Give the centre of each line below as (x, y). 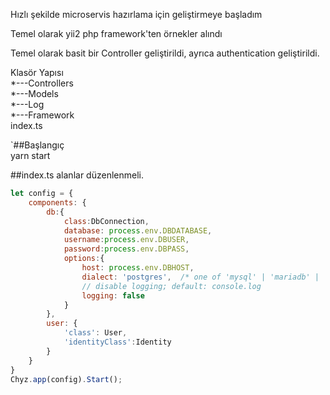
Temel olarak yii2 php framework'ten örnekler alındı (116, 33)
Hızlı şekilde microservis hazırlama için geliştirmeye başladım (136, 14)
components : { (57, 202)
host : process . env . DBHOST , (138, 268)
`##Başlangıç (37, 145)
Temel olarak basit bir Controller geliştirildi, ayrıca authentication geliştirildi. (165, 53)
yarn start (30, 155)
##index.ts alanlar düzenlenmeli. (77, 175)
